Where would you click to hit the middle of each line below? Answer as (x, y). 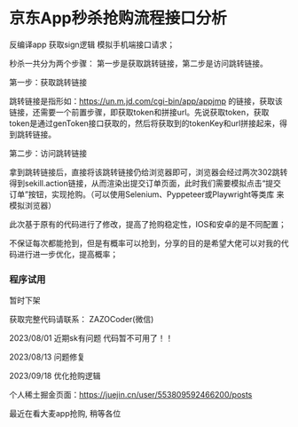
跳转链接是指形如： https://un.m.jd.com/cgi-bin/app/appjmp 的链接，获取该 (146, 101)
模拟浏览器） (32, 205)
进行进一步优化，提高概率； (67, 254)
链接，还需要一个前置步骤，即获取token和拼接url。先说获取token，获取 (139, 112)
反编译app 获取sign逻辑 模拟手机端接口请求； (92, 44)
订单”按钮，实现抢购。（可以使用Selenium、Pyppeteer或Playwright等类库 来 (147, 194)
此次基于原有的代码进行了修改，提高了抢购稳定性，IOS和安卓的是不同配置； (148, 224)
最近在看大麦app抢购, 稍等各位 (65, 414)
